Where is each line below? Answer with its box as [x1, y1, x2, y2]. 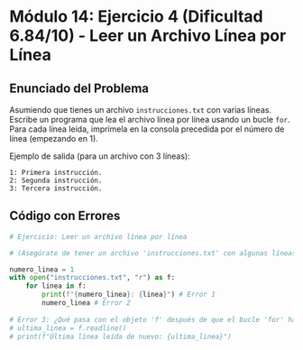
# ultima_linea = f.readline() [9, 323, 127, 333]
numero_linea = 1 [9, 264, 75, 274]
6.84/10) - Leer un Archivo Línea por [9, 25, 287, 46]
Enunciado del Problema [9, 80, 150, 96]
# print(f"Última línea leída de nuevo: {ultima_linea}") [9, 332, 232, 341]
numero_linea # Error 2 [41, 299, 131, 308]
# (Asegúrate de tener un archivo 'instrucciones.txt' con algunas [9, 248, 269, 258]
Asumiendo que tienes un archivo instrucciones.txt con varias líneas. [9, 105, 272, 115]
